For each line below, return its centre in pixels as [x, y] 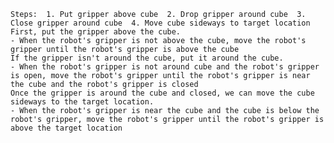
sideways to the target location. [82, 102]
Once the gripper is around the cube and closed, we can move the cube [162, 93]
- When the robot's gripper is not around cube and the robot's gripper [165, 67]
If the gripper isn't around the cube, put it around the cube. [147, 58]
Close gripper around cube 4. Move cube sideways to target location [160, 23]
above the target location [66, 128]
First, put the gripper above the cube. [96, 32]
